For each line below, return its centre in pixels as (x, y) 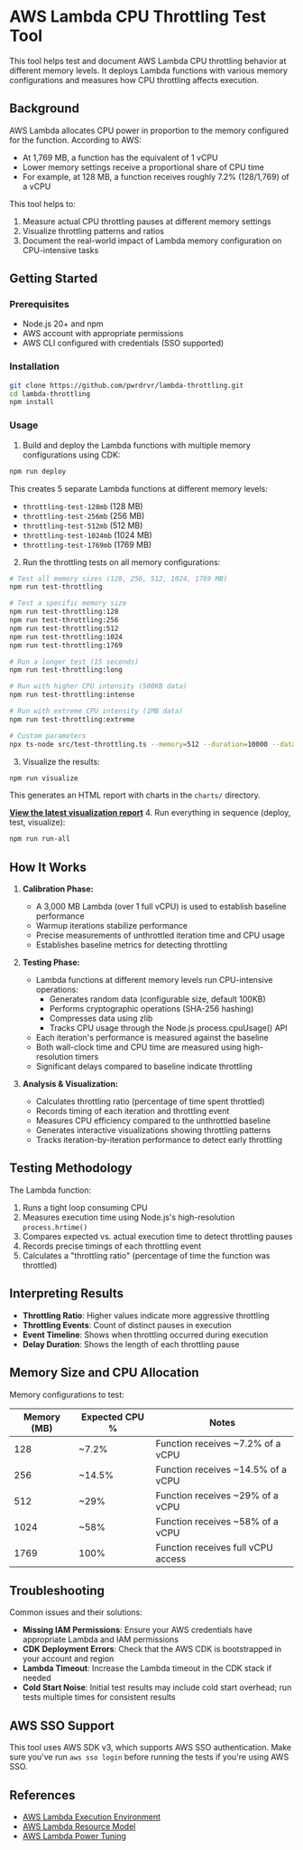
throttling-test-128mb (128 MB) (83, 506)
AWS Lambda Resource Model (79, 1826)
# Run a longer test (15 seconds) (74, 662)
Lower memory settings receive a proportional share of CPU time (143, 167)
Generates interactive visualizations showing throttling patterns (153, 1130)
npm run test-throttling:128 (64, 612)
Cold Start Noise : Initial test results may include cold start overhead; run (157, 1687)
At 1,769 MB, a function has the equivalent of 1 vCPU (120, 157)
